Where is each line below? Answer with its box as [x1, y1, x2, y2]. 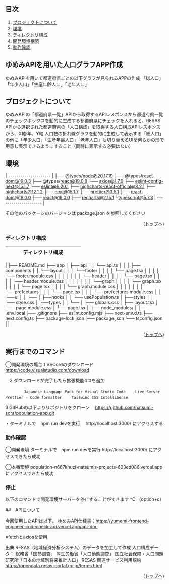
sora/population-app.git [5, 410, 54, 416]
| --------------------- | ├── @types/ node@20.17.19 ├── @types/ [5, 173, 143, 179]
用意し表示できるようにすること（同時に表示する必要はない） [5, 143, 134, 149]
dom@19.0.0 [5, 194, 31, 201]
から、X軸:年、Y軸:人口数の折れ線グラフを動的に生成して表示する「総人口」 [5, 131, 164, 137]
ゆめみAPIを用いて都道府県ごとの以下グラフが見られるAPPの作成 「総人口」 [5, 75, 164, 81]
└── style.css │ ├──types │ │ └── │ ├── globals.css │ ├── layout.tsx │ [5, 299, 159, 305]
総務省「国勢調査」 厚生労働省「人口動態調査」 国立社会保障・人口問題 [15, 551, 164, 557]
